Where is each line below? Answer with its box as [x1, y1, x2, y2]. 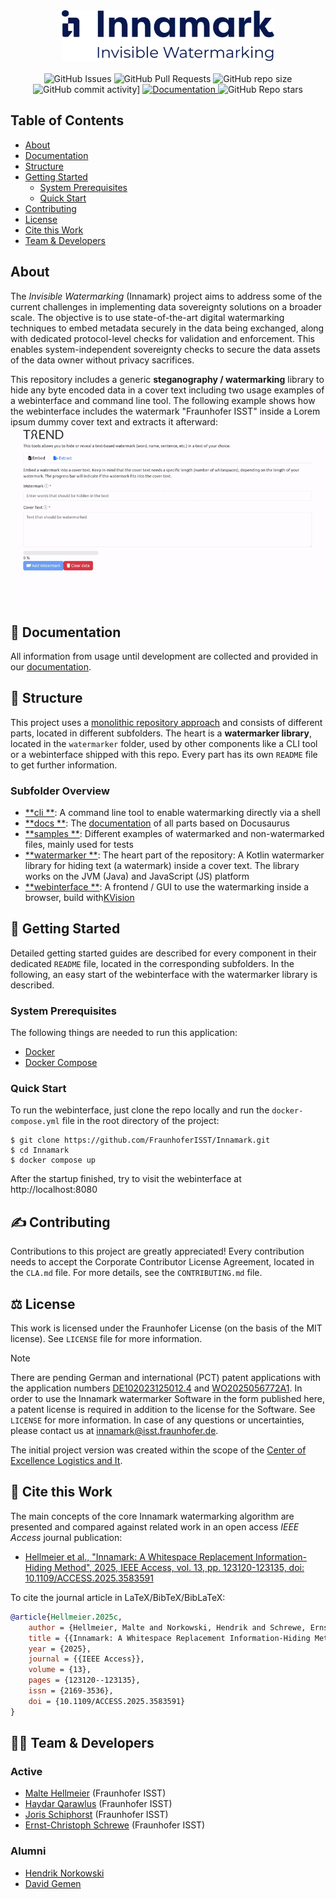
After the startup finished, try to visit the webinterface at [10, 1173, 242, 1185]
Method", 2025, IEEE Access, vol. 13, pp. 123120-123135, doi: [54, 1561, 305, 1573]
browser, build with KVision [24, 892, 135, 904]
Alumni [10, 1844, 47, 1858]
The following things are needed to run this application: [10, 1027, 238, 1039]
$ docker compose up [10, 1155, 97, 1166]
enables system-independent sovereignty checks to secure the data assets [10, 343, 321, 355]
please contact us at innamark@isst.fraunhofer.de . [10, 1425, 219, 1437]
